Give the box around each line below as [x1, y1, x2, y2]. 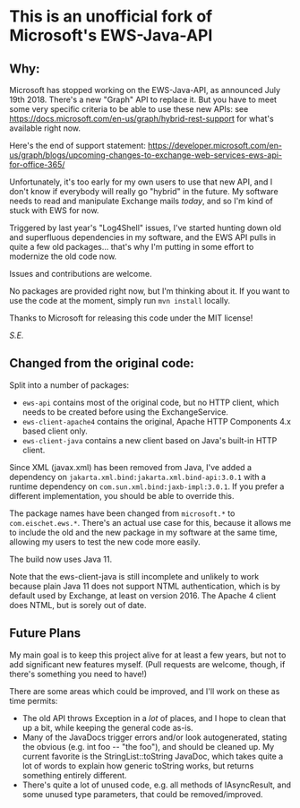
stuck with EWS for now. [9, 205, 99, 216]
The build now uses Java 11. [9, 554, 113, 564]
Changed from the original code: [9, 356, 194, 371]
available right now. [9, 123, 81, 133]
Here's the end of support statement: [9, 141, 146, 150]
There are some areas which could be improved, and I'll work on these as [9, 685, 280, 696]
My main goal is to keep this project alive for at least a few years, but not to [9, 649, 287, 660]
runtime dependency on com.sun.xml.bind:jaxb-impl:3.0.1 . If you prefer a [9, 481, 285, 492]
